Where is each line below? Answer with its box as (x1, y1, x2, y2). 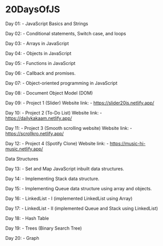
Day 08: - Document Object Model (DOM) (5, 90, 93, 96)
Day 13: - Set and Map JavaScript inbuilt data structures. (5, 165, 124, 172)
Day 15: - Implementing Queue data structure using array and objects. (5, 185, 152, 191)
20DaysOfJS (5, 4, 60, 15)
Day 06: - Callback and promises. (5, 70, 76, 76)
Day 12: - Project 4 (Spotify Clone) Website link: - (5, 140, 109, 146)
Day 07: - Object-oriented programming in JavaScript (5, 80, 118, 86)
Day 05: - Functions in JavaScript (5, 60, 76, 66)
